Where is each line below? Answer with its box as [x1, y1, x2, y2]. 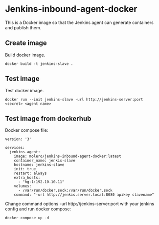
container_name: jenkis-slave [14, 158, 76, 163]
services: [5, 145, 25, 150]
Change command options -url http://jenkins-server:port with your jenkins [5, 201, 155, 207]
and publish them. [5, 24, 42, 30]
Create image [5, 39, 47, 47]
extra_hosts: [14, 175, 41, 180]
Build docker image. [5, 52, 45, 58]
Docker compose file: [5, 127, 48, 133]
